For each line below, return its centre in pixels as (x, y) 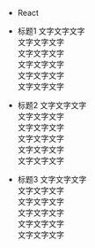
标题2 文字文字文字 (52, 105)
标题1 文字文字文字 (51, 31)
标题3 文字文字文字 (52, 179)
